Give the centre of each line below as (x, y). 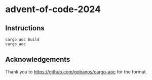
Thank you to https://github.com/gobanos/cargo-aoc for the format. (76, 71)
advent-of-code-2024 (53, 9)
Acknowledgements (38, 59)
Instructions (25, 28)
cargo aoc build (22, 39)
